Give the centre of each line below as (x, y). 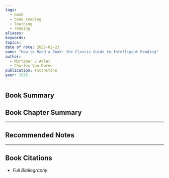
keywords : (16, 38)
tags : (11, 10)
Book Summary (30, 96)
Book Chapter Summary (44, 113)
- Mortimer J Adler (30, 61)
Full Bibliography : (30, 170)
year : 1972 (17, 75)
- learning (21, 24)
